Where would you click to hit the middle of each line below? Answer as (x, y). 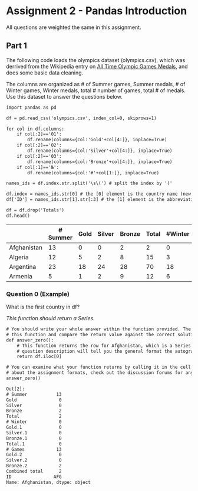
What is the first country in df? (43, 307)
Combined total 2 (34, 472)
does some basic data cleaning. (45, 73)
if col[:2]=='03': (39, 156)
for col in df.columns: (35, 129)
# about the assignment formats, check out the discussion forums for (95, 373)
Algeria (19, 257)
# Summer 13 (34, 394)
